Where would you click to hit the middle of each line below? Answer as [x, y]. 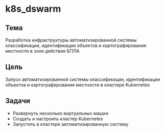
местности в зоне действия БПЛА [42, 51]
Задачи [18, 101]
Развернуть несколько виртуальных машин [61, 113]
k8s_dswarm [33, 9]
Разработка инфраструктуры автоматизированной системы [71, 40]
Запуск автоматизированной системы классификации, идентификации [83, 79]
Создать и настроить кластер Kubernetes [58, 119]
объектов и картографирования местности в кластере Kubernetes [78, 84]
